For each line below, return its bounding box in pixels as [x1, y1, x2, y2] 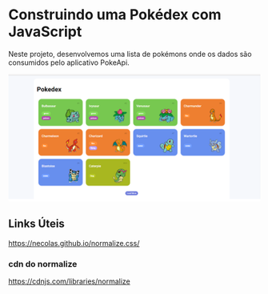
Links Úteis [8, 217, 66, 231]
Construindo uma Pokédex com [8, 6, 222, 24]
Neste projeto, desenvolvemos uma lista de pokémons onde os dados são [8, 49, 252, 58]
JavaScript [8, 22, 82, 41]
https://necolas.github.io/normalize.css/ [8, 238, 140, 248]
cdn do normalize [8, 258, 78, 269]
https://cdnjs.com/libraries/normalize [8, 276, 130, 286]
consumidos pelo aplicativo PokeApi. [8, 58, 130, 67]
